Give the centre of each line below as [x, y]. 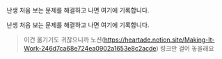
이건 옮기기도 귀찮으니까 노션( [64, 40]
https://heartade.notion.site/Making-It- [159, 40]
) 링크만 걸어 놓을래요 [185, 48]
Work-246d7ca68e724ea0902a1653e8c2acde [90, 48]
